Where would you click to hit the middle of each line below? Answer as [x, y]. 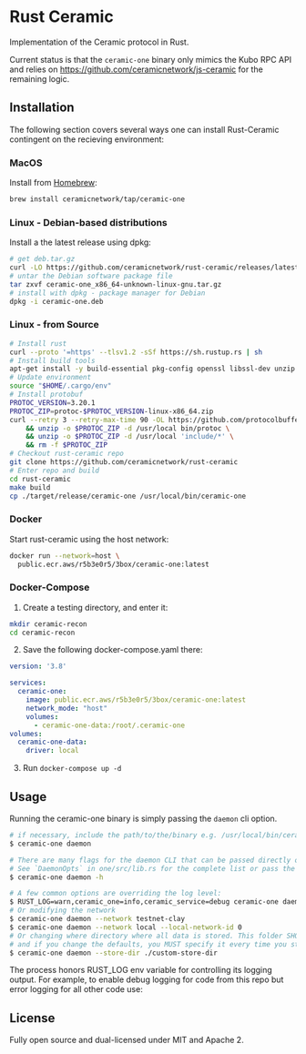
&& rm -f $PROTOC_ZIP [66, 445]
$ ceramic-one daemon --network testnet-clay [97, 919]
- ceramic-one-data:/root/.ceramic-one [109, 725]
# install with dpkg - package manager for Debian [107, 293]
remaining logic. [40, 78]
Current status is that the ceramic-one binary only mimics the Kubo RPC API [151, 59]
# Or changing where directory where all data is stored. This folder [146, 936]
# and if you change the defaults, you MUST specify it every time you [148, 944]
